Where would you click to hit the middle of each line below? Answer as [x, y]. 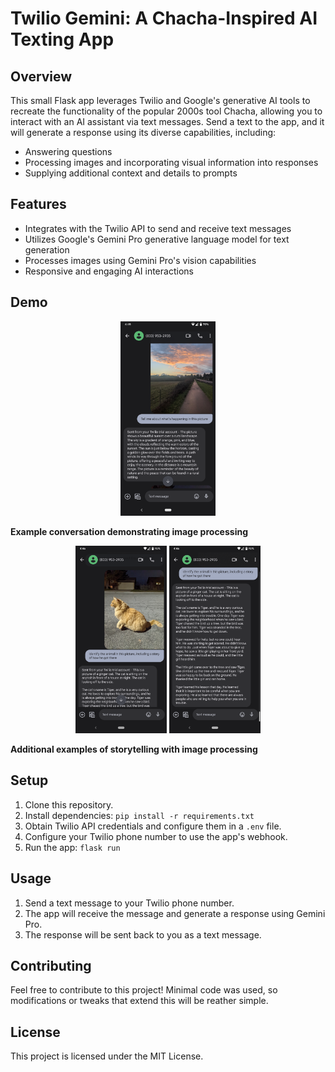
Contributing [51, 966]
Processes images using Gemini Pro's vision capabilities [140, 260]
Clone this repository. [69, 804]
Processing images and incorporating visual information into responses [171, 162]
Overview [41, 76]
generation [47, 249]
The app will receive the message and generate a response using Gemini [175, 913]
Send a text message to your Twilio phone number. [129, 903]
